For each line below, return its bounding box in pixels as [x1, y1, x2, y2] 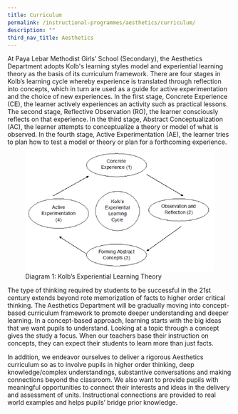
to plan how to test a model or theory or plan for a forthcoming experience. [7, 138, 227, 146]
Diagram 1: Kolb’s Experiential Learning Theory [25, 272, 162, 281]
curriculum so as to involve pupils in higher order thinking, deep [7, 361, 195, 369]
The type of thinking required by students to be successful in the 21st [7, 286, 212, 295]
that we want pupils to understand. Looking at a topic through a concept [7, 324, 219, 333]
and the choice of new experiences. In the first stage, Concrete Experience [7, 93, 228, 101]
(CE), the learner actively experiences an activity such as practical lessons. [7, 100, 228, 108]
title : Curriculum [7, 11, 62, 19]
